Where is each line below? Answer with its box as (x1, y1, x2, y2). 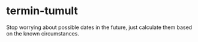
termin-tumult (6, 4, 78, 18)
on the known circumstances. (6, 30, 80, 37)
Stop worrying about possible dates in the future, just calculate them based (6, 24, 193, 31)
